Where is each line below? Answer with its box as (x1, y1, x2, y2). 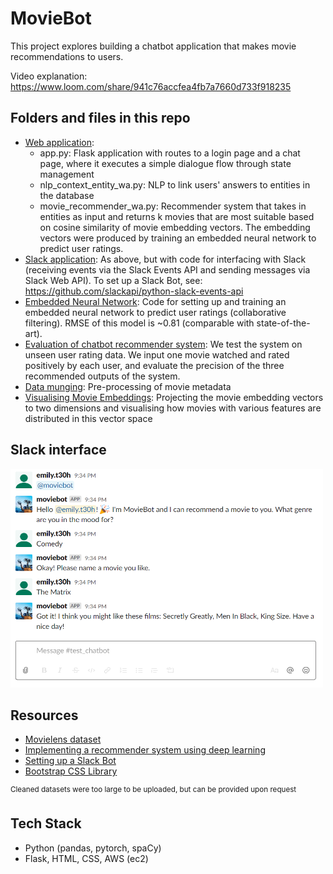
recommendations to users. (10, 50, 124, 62)
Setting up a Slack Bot (24, 755, 117, 767)
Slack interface (10, 442, 107, 459)
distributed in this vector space (24, 412, 153, 424)
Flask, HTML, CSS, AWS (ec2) (24, 852, 149, 864)
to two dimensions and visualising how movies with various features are (24, 402, 322, 414)
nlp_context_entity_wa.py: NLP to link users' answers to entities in (39, 178, 311, 191)
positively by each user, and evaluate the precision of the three (24, 359, 285, 371)
